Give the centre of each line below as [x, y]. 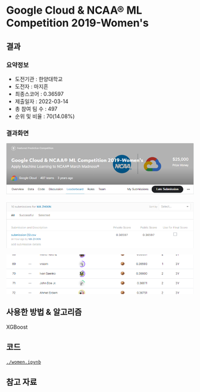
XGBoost [17, 327]
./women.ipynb [24, 362]
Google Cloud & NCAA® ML [74, 10]
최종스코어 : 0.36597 [39, 94]
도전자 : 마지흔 [32, 86]
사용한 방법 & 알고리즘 [44, 312]
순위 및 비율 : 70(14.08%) [45, 116]
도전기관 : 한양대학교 [39, 79]
